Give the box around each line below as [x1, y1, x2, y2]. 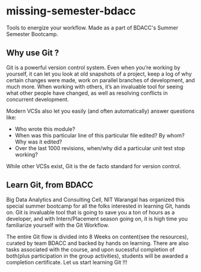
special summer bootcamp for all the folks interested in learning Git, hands [6, 202, 191, 210]
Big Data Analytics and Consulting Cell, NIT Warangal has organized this [6, 196, 185, 203]
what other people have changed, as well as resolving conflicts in [6, 89, 168, 97]
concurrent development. [6, 95, 69, 103]
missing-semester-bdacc [6, 4, 136, 18]
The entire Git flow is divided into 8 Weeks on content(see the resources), [6, 233, 189, 240]
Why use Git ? [6, 48, 59, 58]
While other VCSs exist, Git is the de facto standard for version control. [6, 162, 181, 169]
